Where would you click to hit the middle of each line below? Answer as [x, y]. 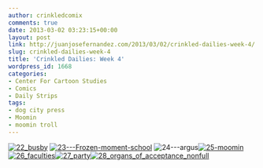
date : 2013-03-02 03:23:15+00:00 [63, 30]
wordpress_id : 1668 [40, 67]
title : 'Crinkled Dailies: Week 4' [67, 60]
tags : [17, 103]
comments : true [33, 23]
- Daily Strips [33, 96]
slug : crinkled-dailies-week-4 [59, 52]
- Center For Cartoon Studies [58, 81]
